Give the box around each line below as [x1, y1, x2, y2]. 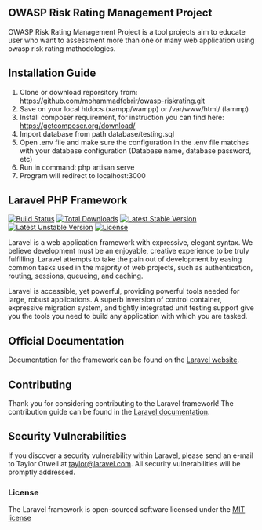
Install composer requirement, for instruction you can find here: [19, 112, 225, 122]
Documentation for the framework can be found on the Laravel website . [8, 355, 239, 364]
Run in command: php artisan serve [19, 163, 135, 172]
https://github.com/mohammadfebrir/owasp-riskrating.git [19, 96, 206, 105]
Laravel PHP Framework [8, 194, 128, 207]
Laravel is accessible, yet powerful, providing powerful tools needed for [8, 287, 240, 296]
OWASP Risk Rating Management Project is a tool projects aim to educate [8, 27, 246, 36]
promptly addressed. [8, 467, 76, 477]
